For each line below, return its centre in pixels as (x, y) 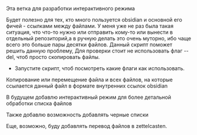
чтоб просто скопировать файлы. (58, 57)
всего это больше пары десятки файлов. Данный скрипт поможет (89, 44)
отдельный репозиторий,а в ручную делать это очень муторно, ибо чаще (98, 38)
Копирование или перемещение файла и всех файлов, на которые (89, 79)
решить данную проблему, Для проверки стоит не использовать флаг (94, 51)
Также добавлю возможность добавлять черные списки (77, 115)
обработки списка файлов (39, 103)
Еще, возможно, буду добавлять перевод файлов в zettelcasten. (87, 126)
